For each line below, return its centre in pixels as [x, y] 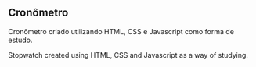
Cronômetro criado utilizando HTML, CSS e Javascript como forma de [121, 31]
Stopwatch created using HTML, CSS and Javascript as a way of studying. [128, 55]
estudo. [20, 40]
